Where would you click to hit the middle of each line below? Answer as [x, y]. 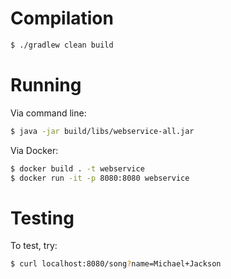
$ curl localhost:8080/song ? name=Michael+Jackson [116, 264]
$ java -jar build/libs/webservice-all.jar [102, 131]
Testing [42, 218]
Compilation [62, 18]
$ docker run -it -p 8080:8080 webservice [100, 178]
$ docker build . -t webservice [77, 168]
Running [46, 85]
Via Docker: [34, 150]
